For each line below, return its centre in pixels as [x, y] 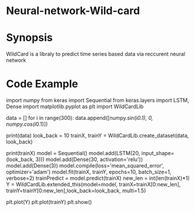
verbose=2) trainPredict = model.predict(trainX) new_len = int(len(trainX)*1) [98, 178]
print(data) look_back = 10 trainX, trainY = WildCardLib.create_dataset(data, [97, 136]
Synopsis [29, 38]
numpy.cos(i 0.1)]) [27, 124]
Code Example [42, 84]
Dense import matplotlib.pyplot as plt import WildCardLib [75, 106]
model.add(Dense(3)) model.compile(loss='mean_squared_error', [85, 166]
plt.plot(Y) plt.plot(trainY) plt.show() [49, 202]
